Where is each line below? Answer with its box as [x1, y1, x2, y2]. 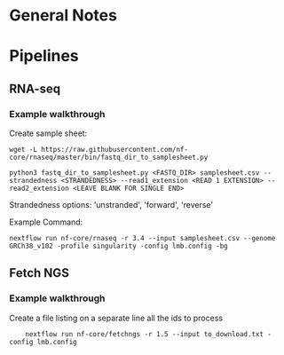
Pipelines [9, 46, 80, 67]
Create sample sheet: [9, 128, 88, 138]
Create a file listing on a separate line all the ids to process [9, 312, 224, 323]
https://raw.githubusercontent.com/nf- [41, 146, 189, 154]
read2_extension [9, 184, 69, 193]
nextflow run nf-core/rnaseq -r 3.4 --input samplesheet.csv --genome [9, 234, 276, 243]
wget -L [9, 146, 38, 154]
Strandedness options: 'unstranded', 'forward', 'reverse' [9, 200, 214, 210]
